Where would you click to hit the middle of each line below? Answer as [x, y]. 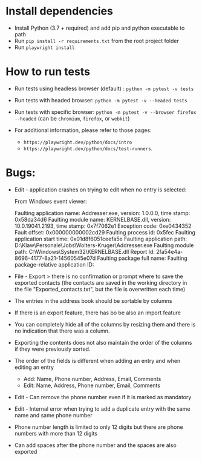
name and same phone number [53, 415]
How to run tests [48, 72]
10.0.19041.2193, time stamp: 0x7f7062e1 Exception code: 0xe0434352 [103, 226]
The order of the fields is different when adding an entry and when [97, 360]
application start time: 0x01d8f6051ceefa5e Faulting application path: [101, 239]
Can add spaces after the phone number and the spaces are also [95, 445]
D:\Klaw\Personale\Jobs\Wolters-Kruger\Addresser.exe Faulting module [104, 245]
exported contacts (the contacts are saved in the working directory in [101, 282]
